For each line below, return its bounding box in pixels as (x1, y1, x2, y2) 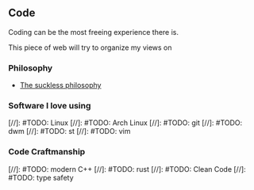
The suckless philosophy (19, 81, 102, 90)
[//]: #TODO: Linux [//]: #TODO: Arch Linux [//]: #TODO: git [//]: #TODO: (8, 118, 243, 127)
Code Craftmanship (8, 146, 86, 158)
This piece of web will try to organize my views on (8, 43, 172, 52)
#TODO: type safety (8, 173, 74, 182)
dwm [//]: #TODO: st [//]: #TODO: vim (8, 127, 131, 136)
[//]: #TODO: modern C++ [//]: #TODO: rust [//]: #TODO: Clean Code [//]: (8, 164, 246, 173)
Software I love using (8, 101, 91, 112)
